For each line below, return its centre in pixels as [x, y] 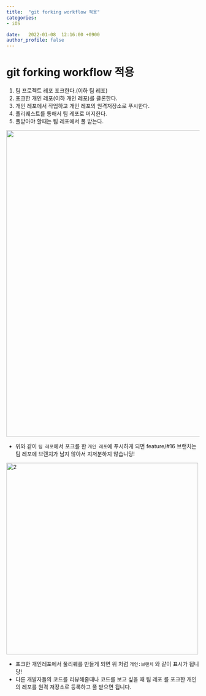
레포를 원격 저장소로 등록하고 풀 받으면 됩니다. [77, 687]
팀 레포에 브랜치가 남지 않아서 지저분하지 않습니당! [75, 454]
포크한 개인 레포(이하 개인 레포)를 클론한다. [66, 98]
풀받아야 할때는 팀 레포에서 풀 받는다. [59, 121]
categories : [21, 18]
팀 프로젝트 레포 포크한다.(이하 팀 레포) [61, 91]
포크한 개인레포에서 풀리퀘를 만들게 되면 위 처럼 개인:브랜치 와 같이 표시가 [101, 664]
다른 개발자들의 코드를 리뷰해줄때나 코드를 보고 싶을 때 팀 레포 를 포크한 [100, 679]
